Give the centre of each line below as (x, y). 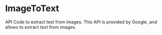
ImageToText (32, 9)
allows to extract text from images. (41, 27)
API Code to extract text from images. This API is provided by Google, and (81, 22)
